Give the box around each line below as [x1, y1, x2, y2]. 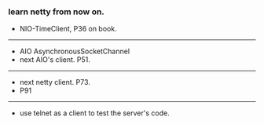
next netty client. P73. [19, 78, 90, 87]
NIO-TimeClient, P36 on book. [19, 24, 117, 34]
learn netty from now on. [8, 6, 104, 17]
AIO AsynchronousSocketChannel [19, 46, 130, 57]
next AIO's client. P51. [19, 55, 90, 64]
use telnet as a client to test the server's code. [19, 108, 170, 118]
